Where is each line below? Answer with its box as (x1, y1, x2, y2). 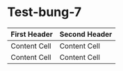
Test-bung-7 (7, 4, 82, 20)
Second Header (59, 29, 113, 39)
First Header (10, 29, 54, 39)
